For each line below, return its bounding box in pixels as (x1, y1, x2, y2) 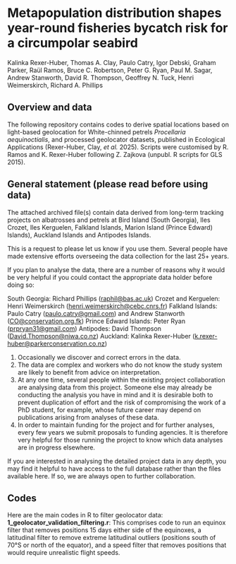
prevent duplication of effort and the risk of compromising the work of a (17, 398, 226, 406)
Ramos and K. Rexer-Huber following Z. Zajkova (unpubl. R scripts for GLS (7, 150, 223, 158)
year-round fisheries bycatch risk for (7, 20, 228, 36)
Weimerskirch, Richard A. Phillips (7, 81, 104, 89)
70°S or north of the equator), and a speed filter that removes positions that (7, 541, 227, 549)
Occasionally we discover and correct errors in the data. (17, 353, 181, 361)
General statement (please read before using (7, 178, 209, 190)
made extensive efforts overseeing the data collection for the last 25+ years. (7, 252, 229, 260)
